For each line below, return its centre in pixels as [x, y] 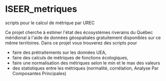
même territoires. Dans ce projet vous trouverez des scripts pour [71, 42]
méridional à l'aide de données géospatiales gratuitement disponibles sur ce [83, 38]
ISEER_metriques [41, 9]
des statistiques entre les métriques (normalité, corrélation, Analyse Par [85, 68]
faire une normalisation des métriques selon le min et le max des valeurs [86, 63]
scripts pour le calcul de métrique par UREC [50, 23]
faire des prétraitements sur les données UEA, [59, 52]
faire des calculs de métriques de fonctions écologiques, [70, 57]
